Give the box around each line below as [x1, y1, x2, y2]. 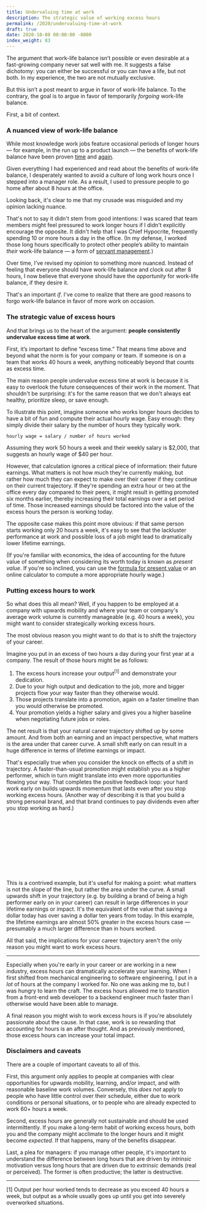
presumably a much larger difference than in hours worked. [6, 925, 156, 932]
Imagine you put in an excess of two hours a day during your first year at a [6, 650, 194, 657]
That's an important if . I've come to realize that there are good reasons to [6, 291, 191, 298]
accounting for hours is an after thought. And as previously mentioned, [6, 1025, 185, 1032]
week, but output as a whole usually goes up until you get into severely [6, 1192, 186, 1199]
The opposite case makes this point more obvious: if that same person [6, 520, 185, 527]
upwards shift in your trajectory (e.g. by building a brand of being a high [6, 892, 188, 900]
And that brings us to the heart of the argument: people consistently [6, 327, 181, 334]
